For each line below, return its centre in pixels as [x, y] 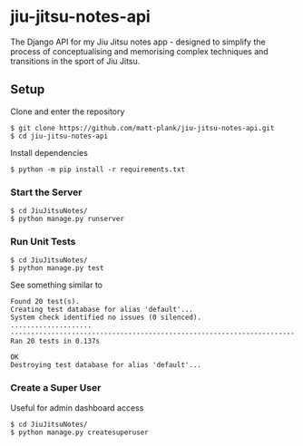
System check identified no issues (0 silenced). [106, 318]
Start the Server [46, 192]
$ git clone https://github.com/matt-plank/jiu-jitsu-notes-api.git [142, 128]
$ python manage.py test [57, 268]
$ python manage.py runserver [68, 219]
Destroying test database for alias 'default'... [106, 365]
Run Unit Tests [43, 241]
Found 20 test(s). [45, 302]
